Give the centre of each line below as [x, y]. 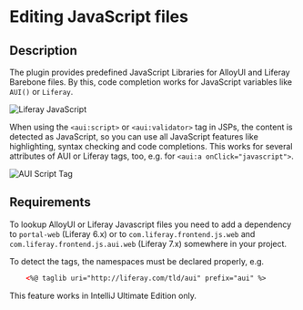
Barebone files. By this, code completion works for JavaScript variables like [151, 82]
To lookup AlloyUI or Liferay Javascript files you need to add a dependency [151, 224]
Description [43, 51]
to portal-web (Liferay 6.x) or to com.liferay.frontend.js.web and [132, 233]
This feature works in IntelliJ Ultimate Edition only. [103, 295]
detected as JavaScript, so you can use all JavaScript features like [134, 137]
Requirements [50, 202]
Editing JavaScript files [99, 17]
